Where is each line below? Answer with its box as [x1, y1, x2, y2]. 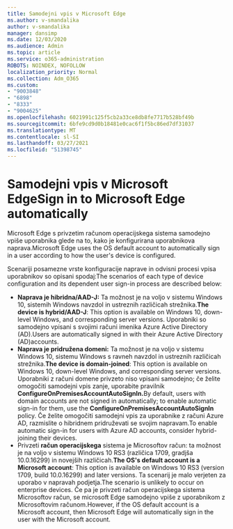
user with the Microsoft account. [17, 515, 111, 523]
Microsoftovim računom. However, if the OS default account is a [17, 500, 200, 509]
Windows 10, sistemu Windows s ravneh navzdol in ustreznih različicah [17, 352, 221, 360]
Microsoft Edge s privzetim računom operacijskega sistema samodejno [7, 229, 211, 237]
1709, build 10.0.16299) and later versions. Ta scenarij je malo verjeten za [17, 470, 226, 479]
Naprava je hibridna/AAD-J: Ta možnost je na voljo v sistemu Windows [17, 293, 223, 301]
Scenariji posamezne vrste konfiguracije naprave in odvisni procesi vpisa [7, 264, 217, 273]
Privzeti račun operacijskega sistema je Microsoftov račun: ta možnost [17, 440, 221, 450]
